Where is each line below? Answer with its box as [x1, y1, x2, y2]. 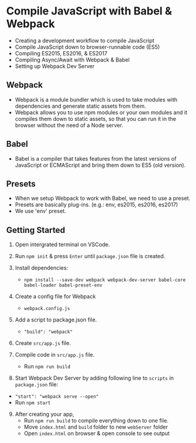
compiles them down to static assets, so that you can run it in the [14, 115, 176, 122]
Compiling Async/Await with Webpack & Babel [14, 56, 130, 63]
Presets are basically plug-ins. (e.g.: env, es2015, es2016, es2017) [14, 201, 179, 208]
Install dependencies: [14, 264, 69, 271]
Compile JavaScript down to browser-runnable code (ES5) [14, 43, 161, 51]
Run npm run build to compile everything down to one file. [23, 417, 169, 424]
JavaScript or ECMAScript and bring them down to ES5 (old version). [14, 161, 186, 169]
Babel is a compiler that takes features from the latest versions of [14, 155, 177, 162]
